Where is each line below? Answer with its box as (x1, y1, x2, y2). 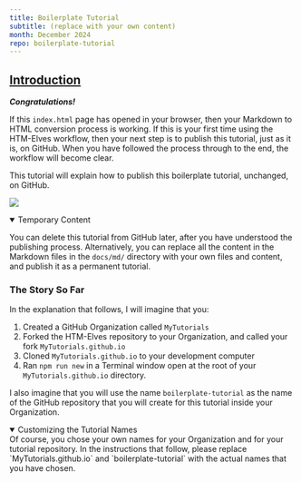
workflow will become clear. (9, 152, 114, 163)
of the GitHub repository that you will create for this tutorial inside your (9, 397, 274, 408)
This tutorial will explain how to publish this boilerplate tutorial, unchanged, (9, 170, 288, 182)
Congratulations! (9, 96, 76, 107)
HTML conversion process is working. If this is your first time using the (9, 123, 274, 134)
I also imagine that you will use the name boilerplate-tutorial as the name (9, 388, 293, 398)
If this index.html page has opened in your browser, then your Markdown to (9, 114, 293, 125)
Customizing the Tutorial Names (17, 424, 138, 436)
